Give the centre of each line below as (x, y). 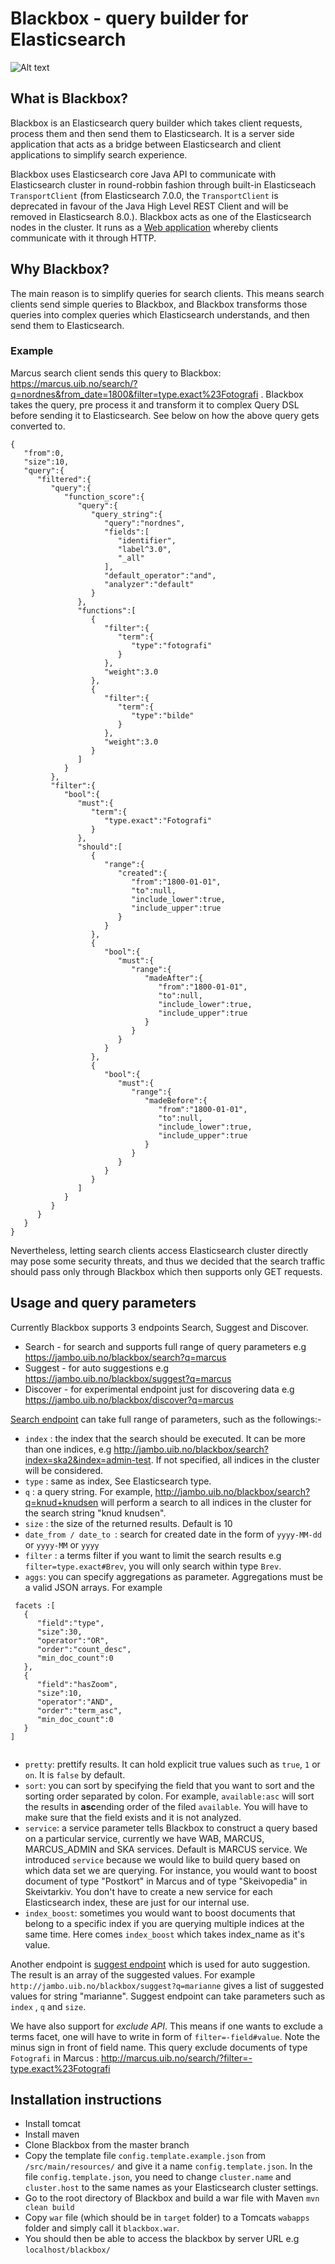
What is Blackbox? (69, 98)
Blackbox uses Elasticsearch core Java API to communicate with (143, 174)
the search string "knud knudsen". (95, 1513)
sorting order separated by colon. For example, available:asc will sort (169, 1796)
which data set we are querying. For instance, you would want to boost (171, 1870)
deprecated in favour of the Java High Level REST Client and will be (149, 206)
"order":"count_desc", (84, 1649)
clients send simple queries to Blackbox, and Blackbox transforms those (159, 304)
